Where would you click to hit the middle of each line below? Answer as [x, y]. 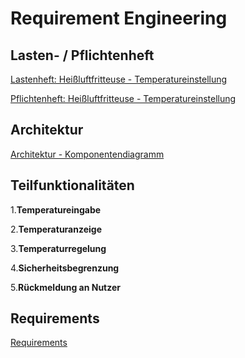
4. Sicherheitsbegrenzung [65, 268]
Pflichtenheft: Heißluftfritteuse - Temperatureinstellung [123, 98]
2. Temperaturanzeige [56, 229]
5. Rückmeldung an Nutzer [66, 287]
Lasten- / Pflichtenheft [82, 55]
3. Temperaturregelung [58, 248]
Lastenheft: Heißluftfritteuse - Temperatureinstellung [119, 79]
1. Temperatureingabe [56, 209]
